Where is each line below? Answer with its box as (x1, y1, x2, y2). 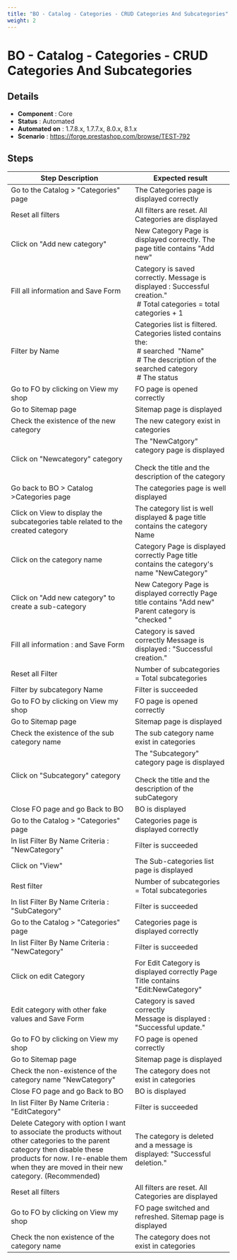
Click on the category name (11, 555, 102, 565)
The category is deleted (135, 1131, 214, 1141)
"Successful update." (135, 1023, 206, 1033)
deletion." (135, 1158, 167, 1168)
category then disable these (11, 1145, 104, 1155)
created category (11, 526, 68, 536)
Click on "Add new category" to (11, 593, 115, 603)
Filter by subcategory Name (11, 685, 104, 695)
